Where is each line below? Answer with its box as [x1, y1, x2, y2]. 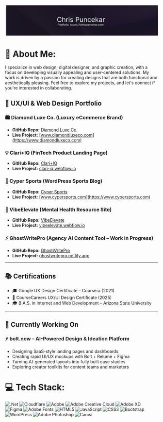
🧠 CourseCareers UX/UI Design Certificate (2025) [12, 295, 112, 300]
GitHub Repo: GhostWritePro [12, 247, 70, 253]
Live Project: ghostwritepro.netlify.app [12, 253, 90, 259]
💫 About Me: [5, 48, 56, 59]
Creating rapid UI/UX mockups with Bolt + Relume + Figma [12, 353, 130, 359]
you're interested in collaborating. [5, 85, 73, 91]
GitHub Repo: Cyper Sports [12, 189, 68, 194]
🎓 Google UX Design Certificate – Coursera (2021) [12, 288, 115, 294]
